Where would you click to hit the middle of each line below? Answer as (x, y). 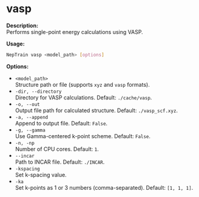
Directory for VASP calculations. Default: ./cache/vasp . (83, 97)
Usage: (16, 44)
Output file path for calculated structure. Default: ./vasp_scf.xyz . (96, 110)
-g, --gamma (30, 130)
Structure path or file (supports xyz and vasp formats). (82, 84)
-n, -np (25, 143)
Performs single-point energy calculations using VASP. (75, 32)
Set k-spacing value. (41, 175)
